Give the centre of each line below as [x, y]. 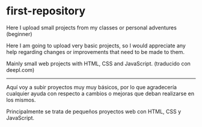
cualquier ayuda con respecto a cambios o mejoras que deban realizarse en [100, 93]
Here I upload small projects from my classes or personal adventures [92, 28]
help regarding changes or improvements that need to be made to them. [96, 52]
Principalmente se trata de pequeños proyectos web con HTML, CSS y [94, 111]
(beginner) [19, 34]
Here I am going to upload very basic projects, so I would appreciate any [96, 46]
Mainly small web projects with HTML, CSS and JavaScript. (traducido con [99, 63]
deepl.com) [20, 69]
